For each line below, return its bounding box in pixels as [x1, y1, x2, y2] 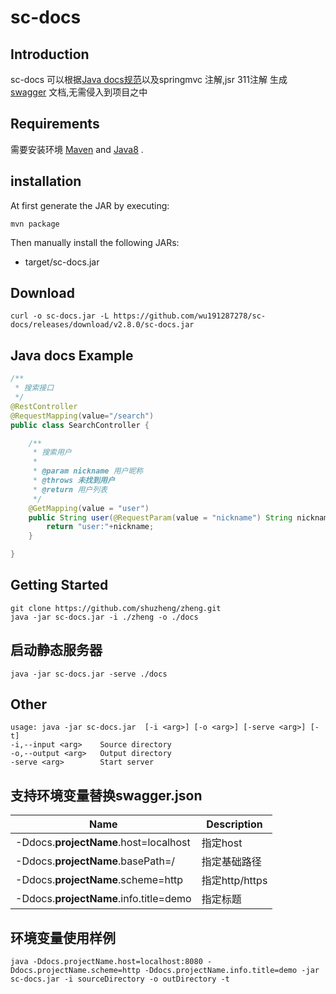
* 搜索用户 [32, 447, 72, 458]
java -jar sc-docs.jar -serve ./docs [10, 669, 168, 679]
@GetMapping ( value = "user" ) [28, 503, 150, 513]
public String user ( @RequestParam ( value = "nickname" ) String [28, 512, 293, 523]
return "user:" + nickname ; [46, 522, 155, 532]
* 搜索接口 [14, 383, 55, 393]
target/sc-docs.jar [24, 256, 100, 268]
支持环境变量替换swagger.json [10, 787, 203, 804]
